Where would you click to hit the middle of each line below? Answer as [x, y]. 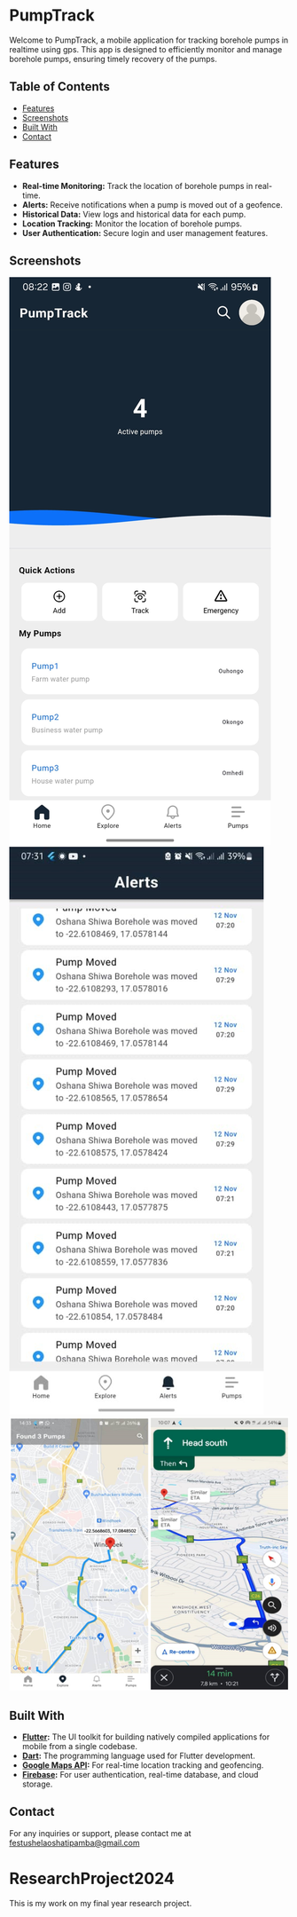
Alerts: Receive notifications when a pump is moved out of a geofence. [152, 204]
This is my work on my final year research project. [101, 1903]
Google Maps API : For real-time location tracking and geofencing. [143, 1765]
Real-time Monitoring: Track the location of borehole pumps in [137, 185]
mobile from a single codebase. [79, 1746]
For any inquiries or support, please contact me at [101, 1833]
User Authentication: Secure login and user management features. [145, 233]
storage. [37, 1784]
